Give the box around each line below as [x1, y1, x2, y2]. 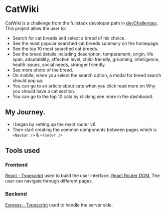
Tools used [5, 146, 40, 155]
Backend [5, 190, 27, 197]
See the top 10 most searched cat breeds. [12, 45, 99, 51]
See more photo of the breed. [12, 66, 73, 73]
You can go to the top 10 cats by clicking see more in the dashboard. [12, 93, 154, 99]
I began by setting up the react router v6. [12, 121, 97, 127]
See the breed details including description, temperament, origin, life [12, 51, 154, 57]
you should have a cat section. [12, 88, 76, 94]
